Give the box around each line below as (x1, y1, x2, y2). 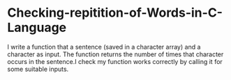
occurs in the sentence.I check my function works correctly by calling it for (7, 57, 223, 65)
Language (7, 19, 67, 35)
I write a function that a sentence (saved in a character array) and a (7, 42, 201, 51)
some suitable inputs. (7, 65, 69, 73)
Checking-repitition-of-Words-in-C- (7, 5, 223, 21)
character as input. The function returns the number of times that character (7, 50, 224, 58)
